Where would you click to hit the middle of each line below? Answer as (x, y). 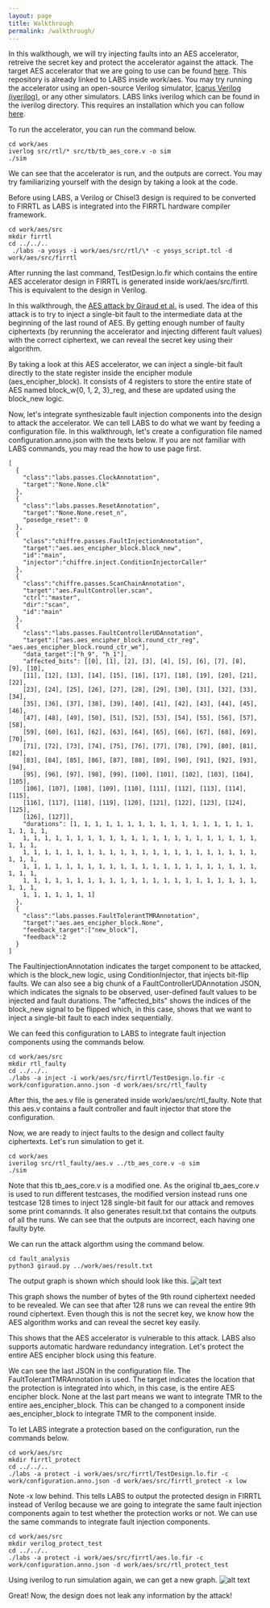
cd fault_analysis (39, 1259)
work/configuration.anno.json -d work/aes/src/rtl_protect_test (118, 1565)
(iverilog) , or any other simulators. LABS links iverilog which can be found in (134, 97)
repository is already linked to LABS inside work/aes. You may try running (130, 80)
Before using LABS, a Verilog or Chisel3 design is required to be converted (132, 198)
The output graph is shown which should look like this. (99, 1281)
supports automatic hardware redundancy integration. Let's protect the (126, 1347)
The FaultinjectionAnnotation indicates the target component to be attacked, (135, 966)
